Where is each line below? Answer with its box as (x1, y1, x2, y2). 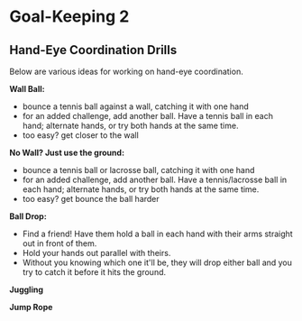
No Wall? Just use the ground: (9, 147, 124, 158)
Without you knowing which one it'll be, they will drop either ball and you (22, 257, 293, 268)
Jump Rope (9, 302, 53, 312)
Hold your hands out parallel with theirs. (22, 248, 171, 258)
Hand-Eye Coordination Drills (9, 42, 178, 58)
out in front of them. (22, 238, 97, 249)
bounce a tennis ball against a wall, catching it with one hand (22, 101, 250, 112)
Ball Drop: (9, 211, 47, 222)
